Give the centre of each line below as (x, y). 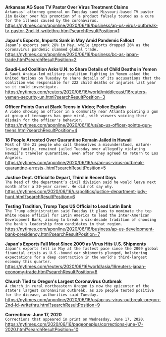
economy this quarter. (28, 262)
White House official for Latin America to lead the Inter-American (77, 215)
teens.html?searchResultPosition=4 (41, 130)
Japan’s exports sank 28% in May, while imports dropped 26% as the (77, 45)
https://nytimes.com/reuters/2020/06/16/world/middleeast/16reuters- (76, 92)
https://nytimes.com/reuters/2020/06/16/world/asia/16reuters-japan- (76, 267)
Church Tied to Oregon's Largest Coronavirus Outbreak (63, 281)
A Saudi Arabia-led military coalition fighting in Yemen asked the (77, 74)
